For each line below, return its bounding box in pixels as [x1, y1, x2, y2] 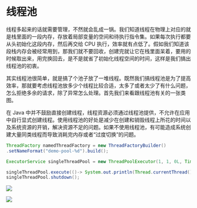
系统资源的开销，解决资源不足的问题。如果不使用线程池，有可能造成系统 [11, 123, 186, 130]
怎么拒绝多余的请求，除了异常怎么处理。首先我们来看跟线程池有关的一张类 [6, 89, 186, 96]
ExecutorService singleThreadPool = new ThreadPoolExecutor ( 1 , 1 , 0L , [6, 158, 182, 164]
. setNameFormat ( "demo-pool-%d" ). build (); [6, 148, 109, 154]
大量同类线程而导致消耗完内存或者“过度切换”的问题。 [11, 131, 140, 138]
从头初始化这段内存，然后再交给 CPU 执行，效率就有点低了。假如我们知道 [6, 40, 185, 47]
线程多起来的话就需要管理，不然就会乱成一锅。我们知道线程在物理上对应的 [6, 26, 186, 33]
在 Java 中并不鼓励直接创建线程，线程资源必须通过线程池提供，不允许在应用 [6, 109, 191, 116]
